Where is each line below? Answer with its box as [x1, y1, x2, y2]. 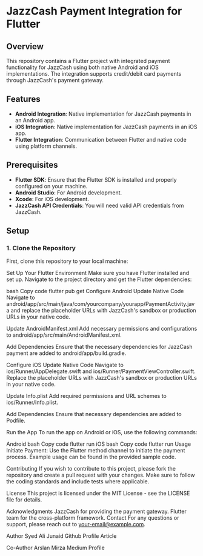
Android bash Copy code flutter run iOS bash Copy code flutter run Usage [6, 440, 191, 448]
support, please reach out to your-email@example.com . [6, 521, 145, 528]
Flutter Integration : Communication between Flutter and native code [15, 136, 187, 143]
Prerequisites [6, 160, 58, 170]
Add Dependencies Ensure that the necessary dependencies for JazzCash [6, 343, 193, 351]
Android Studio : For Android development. [15, 189, 122, 196]
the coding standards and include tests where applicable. [6, 478, 150, 485]
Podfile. [6, 417, 25, 425]
